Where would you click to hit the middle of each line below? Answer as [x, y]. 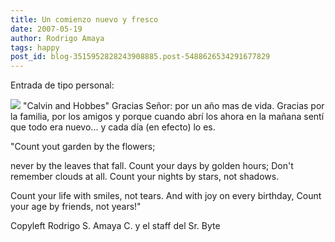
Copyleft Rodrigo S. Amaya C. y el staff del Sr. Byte [115, 226]
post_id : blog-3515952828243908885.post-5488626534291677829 [140, 57]
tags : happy [35, 47]
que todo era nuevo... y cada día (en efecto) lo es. [113, 127]
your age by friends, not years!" [76, 207]
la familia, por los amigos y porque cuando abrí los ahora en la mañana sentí [167, 117]
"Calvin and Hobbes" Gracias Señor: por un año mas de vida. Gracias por [173, 106]
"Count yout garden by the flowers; [83, 147]
